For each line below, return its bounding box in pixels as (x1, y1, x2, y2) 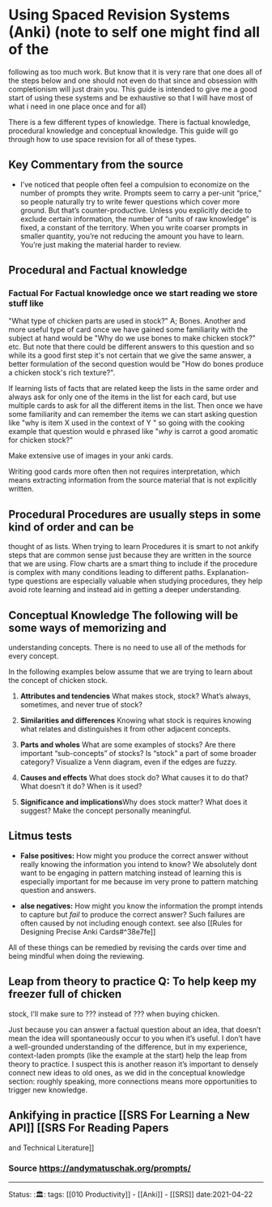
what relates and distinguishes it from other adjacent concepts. (19, 724, 232, 734)
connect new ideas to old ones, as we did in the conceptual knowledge (8, 1067, 245, 1077)
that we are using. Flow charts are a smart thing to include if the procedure (8, 559, 257, 569)
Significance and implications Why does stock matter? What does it (19, 797, 248, 807)
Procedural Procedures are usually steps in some (8, 507, 261, 521)
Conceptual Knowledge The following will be (8, 608, 239, 622)
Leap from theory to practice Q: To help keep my (8, 975, 257, 989)
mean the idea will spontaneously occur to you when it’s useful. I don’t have (8, 1033, 261, 1043)
